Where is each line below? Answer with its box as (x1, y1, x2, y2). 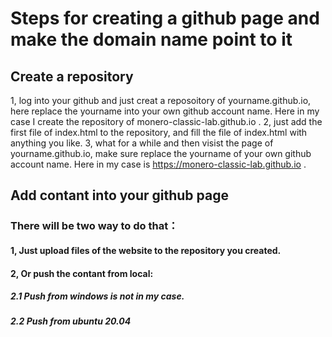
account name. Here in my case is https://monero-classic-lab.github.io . (10, 158, 307, 170)
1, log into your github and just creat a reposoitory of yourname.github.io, (10, 95, 312, 106)
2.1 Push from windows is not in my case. (10, 290, 185, 302)
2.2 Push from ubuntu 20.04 (10, 315, 132, 327)
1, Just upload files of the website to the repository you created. (10, 244, 282, 256)
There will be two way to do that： (10, 219, 179, 233)
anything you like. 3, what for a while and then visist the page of (10, 137, 274, 149)
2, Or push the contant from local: (10, 267, 154, 279)
